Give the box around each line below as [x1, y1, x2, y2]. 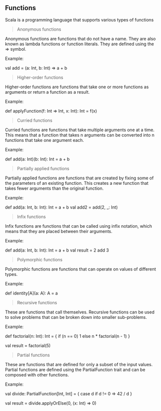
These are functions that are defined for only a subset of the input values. [5, 361, 153, 367]
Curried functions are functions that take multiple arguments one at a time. [5, 127, 155, 133]
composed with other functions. [5, 372, 69, 377]
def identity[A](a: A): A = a [5, 290, 58, 296]
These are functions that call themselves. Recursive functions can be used [5, 309, 155, 315]
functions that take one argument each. [5, 137, 84, 143]
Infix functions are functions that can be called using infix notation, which [5, 223, 152, 229]
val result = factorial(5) [5, 342, 51, 348]
